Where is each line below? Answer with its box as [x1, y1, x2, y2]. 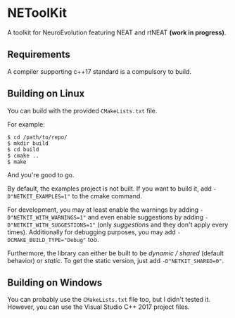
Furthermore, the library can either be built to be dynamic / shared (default [7, 248, 224, 257]
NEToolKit [7, 5, 67, 21]
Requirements [7, 49, 70, 61]
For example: [7, 120, 46, 128]
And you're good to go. [7, 170, 75, 179]
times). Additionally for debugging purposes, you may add [7, 227, 176, 236]
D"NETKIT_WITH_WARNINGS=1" [7, 214, 87, 221]
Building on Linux [7, 88, 85, 100]
